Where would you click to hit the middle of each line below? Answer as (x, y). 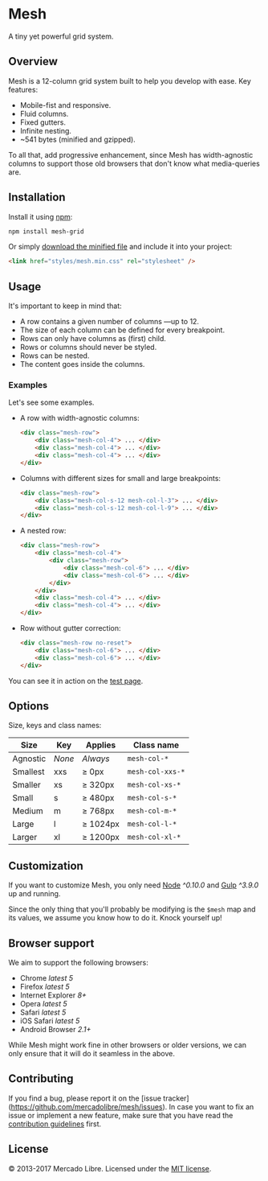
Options (29, 706)
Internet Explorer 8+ (53, 995)
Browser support (51, 943)
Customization (46, 866)
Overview (33, 62)
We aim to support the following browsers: (78, 962)
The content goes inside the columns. (82, 364)
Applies (101, 745)
